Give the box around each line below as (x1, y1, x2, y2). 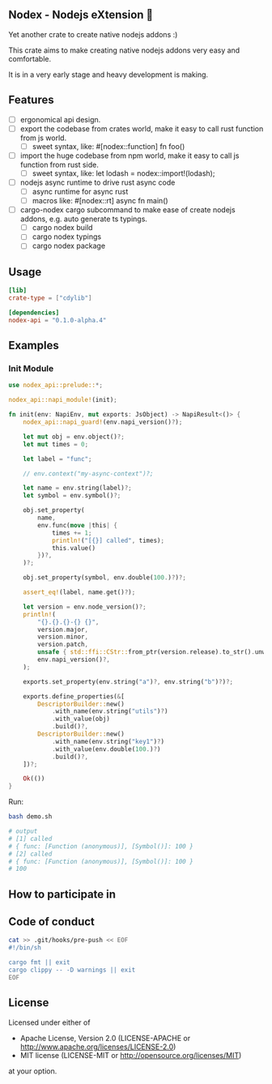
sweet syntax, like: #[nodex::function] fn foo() (32, 141, 185, 151)
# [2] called (8, 850, 53, 858)
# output (8, 827, 38, 835)
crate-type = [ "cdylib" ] (8, 294, 92, 302)
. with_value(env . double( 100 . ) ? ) (51, 745, 161, 753)
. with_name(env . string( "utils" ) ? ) (51, 707, 168, 715)
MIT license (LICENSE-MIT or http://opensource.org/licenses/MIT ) (19, 1050, 242, 1060)
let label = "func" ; (23, 455, 92, 463)
